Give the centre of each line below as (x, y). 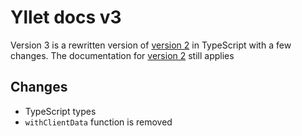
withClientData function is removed (98, 122)
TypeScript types (60, 111)
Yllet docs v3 (66, 17)
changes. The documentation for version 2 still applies (122, 55)
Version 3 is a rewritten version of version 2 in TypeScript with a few (151, 45)
